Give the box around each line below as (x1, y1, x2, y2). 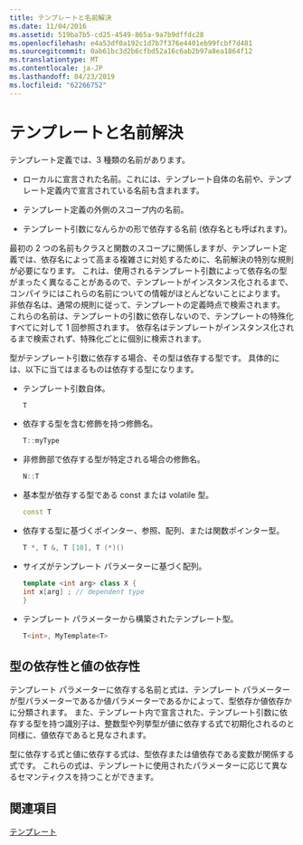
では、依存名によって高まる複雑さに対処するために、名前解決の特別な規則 (16, 254, 294, 264)
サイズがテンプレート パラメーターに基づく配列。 (22, 561, 207, 571)
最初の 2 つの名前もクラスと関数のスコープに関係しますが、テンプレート (9, 242, 279, 254)
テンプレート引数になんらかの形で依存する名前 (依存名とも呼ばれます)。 (22, 223, 292, 234)
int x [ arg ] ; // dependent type (22, 587, 145, 596)
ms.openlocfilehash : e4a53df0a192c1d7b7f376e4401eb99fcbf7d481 (9, 38, 253, 48)
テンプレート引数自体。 (22, 382, 110, 394)
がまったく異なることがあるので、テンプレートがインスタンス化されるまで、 (9, 276, 294, 287)
